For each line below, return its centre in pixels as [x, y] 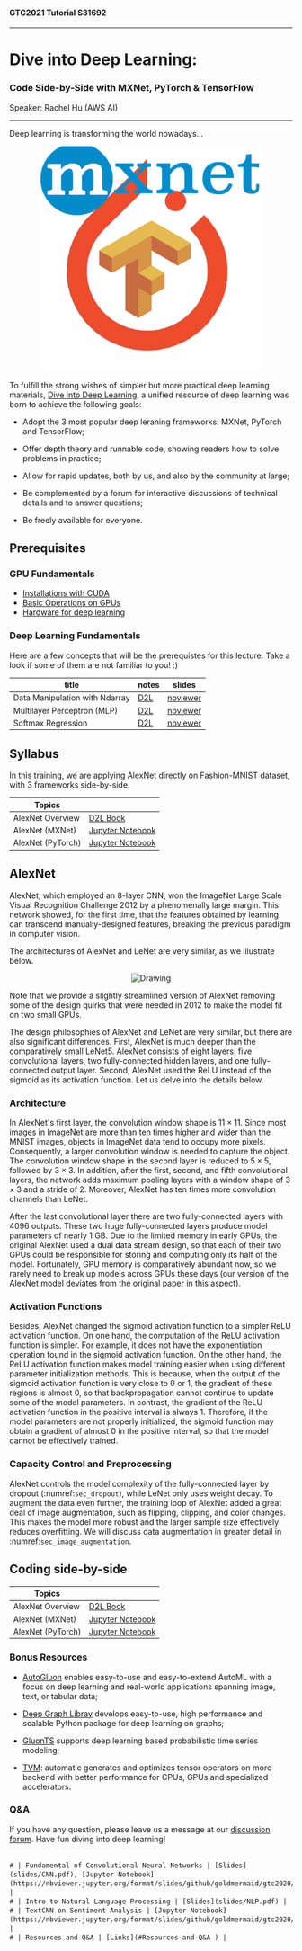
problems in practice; [62, 458]
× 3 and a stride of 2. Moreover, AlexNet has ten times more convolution [143, 1189]
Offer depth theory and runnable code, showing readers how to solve [151, 449]
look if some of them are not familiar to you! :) [93, 664]
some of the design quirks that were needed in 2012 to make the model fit [146, 1005]
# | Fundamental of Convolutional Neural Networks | [110, 1866]
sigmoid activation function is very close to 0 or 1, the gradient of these [141, 1384]
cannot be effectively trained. [64, 1441]
